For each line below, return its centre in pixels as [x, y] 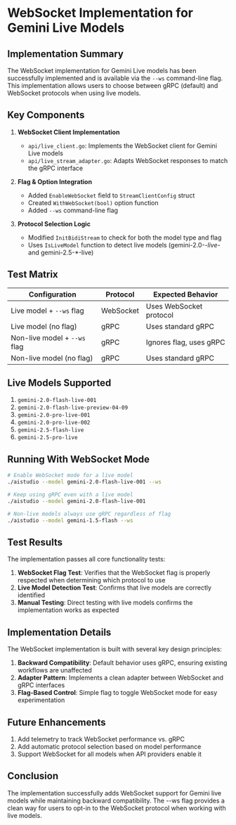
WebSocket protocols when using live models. [74, 93]
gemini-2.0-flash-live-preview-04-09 [73, 408]
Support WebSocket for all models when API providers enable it [109, 754]
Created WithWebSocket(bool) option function [93, 202]
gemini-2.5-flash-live [51, 430]
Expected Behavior [186, 294]
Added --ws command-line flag [73, 210]
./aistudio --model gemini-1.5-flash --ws [70, 520]
